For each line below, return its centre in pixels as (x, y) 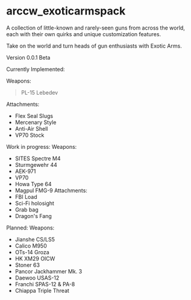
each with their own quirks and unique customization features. (84, 34)
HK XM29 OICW (35, 258)
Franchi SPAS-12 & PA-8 (45, 284)
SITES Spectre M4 (38, 158)
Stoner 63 (27, 265)
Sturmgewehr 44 (36, 164)
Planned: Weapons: (30, 228)
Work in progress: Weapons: (42, 146)
